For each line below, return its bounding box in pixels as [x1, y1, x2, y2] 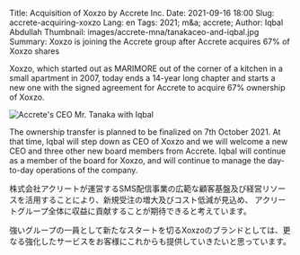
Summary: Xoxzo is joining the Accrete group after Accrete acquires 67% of [9, 36, 290, 47]
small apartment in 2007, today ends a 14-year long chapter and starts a [9, 73, 276, 84]
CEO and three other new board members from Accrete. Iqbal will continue [9, 145, 287, 156]
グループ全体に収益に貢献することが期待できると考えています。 [16, 206, 251, 216]
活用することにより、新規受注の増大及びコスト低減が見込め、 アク [24, 195, 271, 205]
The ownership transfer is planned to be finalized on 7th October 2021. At [9, 127, 281, 137]
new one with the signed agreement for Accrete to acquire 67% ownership [9, 83, 286, 92]
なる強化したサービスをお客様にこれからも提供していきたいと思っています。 [9, 236, 292, 246]
